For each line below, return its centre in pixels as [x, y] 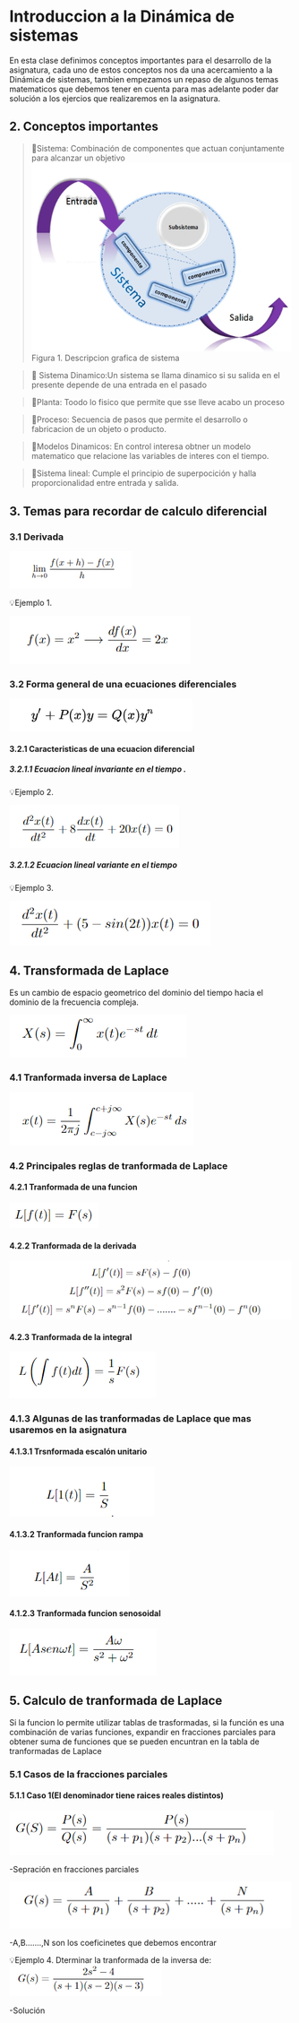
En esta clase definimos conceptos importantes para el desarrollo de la [140, 60]
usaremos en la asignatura [68, 1430]
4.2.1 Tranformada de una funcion [73, 1187]
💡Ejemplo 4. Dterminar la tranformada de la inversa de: [111, 1960]
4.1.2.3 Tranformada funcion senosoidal [85, 1613]
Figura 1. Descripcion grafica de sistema [105, 358]
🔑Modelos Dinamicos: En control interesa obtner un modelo [141, 446]
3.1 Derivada [37, 537]
